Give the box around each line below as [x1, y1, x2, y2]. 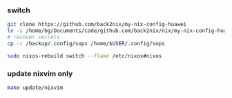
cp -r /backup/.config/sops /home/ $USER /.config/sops [7, 40, 166, 47]
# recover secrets [7, 34, 60, 41]
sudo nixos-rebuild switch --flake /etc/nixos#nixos [7, 52, 162, 60]
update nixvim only [7, 69, 73, 78]
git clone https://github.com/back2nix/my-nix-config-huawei [7, 21, 187, 28]
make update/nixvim [7, 84, 64, 91]
